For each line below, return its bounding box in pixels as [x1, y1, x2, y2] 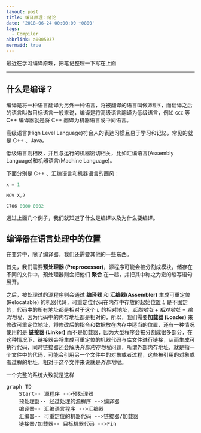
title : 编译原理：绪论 [6, 14, 57, 20]
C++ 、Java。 [13, 136, 48, 144]
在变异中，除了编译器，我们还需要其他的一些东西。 [6, 251, 132, 258]
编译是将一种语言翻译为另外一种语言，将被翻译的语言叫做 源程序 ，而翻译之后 [6, 101, 193, 109]
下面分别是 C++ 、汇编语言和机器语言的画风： [6, 169, 120, 177]
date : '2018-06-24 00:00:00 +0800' [6, 20, 95, 26]
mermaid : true [6, 43, 42, 49]
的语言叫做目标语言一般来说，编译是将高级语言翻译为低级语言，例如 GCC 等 [6, 109, 190, 116]
